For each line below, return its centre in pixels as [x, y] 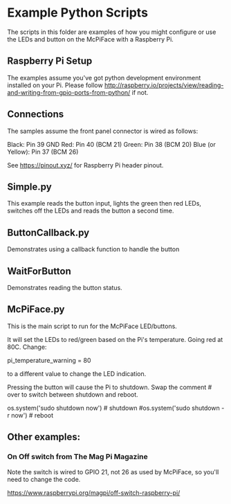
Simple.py [29, 187]
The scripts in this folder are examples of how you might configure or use [112, 32]
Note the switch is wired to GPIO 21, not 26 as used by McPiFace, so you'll [113, 471]
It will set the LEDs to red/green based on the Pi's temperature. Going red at [115, 339]
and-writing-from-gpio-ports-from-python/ [69, 92]
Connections [36, 115]
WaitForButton [39, 271]
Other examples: [44, 437]
